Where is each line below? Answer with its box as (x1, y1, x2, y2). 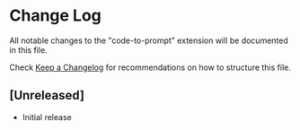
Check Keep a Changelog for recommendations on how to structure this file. (9, 62, 292, 73)
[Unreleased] (9, 88, 85, 103)
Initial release (22, 111, 72, 122)
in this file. (9, 44, 48, 55)
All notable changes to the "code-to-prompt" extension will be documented (9, 35, 289, 46)
